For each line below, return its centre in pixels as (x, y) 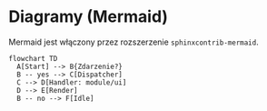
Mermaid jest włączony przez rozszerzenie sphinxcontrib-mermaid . (134, 42)
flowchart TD (33, 58)
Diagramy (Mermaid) (89, 17)
